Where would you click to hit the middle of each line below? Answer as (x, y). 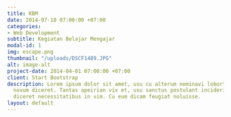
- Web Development (33, 33)
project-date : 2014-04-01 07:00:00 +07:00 (69, 71)
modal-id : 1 (24, 45)
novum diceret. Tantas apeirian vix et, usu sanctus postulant (106, 90)
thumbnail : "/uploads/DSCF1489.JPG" (59, 58)
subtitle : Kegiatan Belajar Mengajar (61, 39)
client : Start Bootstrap (43, 77)
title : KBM (23, 13)
